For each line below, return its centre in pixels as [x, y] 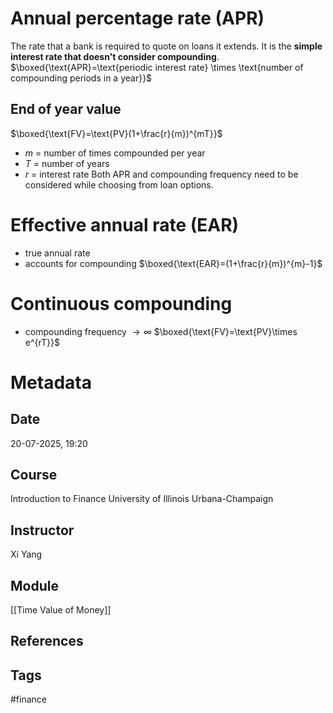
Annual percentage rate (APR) [137, 18]
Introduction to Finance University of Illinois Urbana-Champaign [142, 499]
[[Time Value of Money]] [61, 610]
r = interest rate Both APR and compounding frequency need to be [161, 174]
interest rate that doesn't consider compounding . [115, 56]
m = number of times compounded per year [115, 153]
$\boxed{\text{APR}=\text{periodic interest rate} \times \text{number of [157, 67]
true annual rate [57, 253]
